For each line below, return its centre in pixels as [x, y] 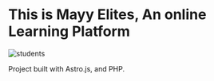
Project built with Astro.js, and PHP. [67, 68]
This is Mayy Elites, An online [107, 15]
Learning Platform [69, 31]
